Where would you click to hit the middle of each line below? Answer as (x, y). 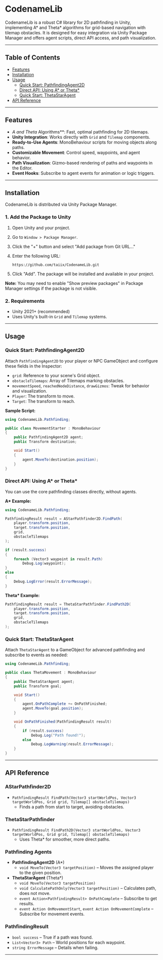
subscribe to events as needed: (36, 655)
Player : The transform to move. (43, 396)
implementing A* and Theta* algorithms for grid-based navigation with (75, 27)
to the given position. (40, 873)
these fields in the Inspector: (33, 366)
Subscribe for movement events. (52, 914)
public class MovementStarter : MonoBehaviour (53, 428)
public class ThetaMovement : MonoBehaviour (51, 673)
